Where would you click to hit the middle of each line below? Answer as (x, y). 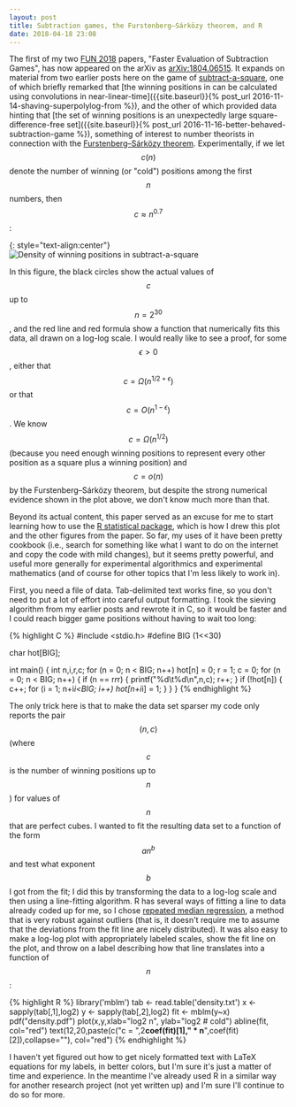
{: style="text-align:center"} (60, 245)
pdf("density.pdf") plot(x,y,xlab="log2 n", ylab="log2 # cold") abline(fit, (139, 1021)
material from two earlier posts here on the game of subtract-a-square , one (147, 78)
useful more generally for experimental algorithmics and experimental (136, 564)
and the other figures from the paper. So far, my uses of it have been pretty (146, 535)
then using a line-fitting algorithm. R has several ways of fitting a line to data (148, 901)
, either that (30, 365)
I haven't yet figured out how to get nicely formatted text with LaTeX (133, 1057)
